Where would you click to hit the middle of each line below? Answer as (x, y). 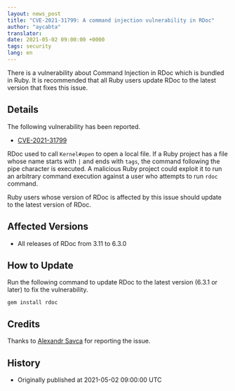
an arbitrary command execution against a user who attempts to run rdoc (113, 176)
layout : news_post (34, 14)
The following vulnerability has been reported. (74, 126)
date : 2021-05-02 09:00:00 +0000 (56, 40)
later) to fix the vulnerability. (48, 290)
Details (23, 110)
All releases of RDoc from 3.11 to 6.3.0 (72, 243)
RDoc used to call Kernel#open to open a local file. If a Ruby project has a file (117, 153)
